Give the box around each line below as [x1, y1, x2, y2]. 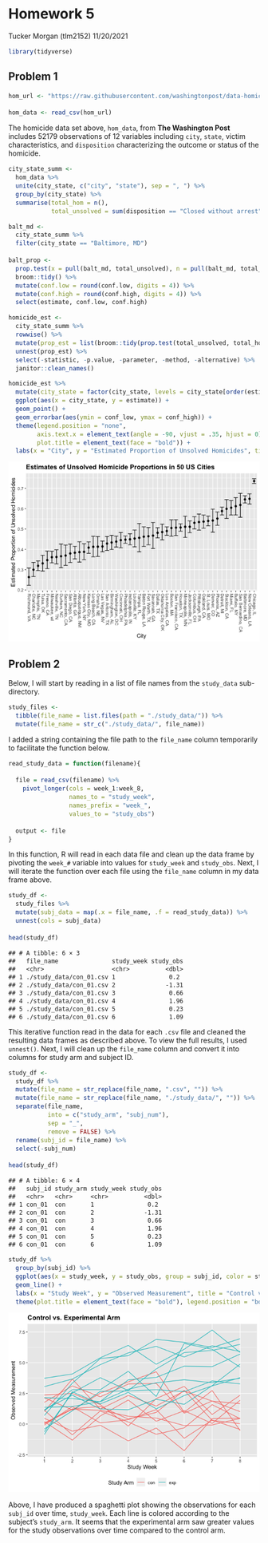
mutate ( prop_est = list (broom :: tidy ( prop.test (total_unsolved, [15, 338, 230, 347]
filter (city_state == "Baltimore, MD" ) [15, 239, 148, 247]
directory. [8, 687, 40, 697]
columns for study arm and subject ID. [8, 1052, 134, 1062]
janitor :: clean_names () [15, 364, 94, 372]
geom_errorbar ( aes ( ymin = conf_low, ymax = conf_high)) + [15, 413, 213, 421]
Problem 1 [8, 69, 58, 84]
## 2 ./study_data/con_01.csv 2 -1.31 [8, 981, 183, 989]
